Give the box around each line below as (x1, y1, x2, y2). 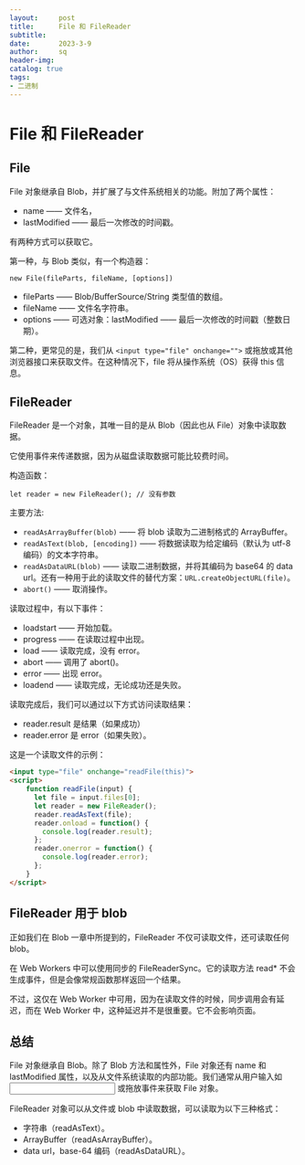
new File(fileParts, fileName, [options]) (9, 273, 174, 283)
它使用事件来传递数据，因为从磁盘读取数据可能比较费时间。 (9, 450, 234, 461)
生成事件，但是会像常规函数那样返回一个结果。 (9, 974, 185, 985)
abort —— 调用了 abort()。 (22, 657, 124, 668)
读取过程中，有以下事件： (9, 603, 106, 614)
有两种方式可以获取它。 (9, 236, 98, 247)
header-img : (9, 56, 55, 65)
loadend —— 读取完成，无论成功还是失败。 (22, 680, 187, 691)
